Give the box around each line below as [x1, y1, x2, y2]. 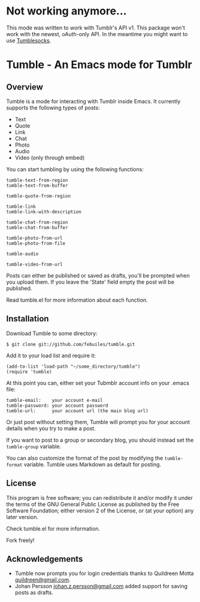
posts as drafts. [14, 589, 54, 596]
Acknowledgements [6, 554, 83, 564]
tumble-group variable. [6, 443, 62, 450]
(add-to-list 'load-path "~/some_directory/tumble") [6, 363, 141, 369]
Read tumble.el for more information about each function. [6, 296, 148, 303]
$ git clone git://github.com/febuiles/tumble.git [6, 341, 135, 347]
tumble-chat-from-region [6, 219, 68, 225]
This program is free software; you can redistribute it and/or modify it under [6, 494, 193, 501]
